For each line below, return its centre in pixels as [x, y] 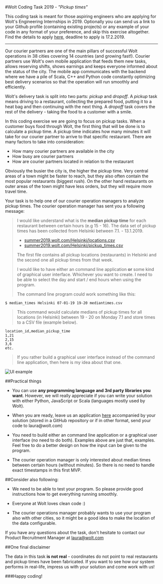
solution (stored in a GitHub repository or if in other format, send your [81, 420]
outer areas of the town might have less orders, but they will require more [78, 186]
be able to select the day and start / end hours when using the [79, 280]
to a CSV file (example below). [47, 322]
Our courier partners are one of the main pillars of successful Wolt [71, 51]
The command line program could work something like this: [76, 294]
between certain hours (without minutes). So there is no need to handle [83, 465]
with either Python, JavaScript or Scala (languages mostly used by [79, 401]
